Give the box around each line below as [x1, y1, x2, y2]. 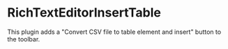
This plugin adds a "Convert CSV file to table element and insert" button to [7, 28, 222, 36]
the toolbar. [7, 35, 40, 43]
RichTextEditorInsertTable [7, 5, 162, 21]
